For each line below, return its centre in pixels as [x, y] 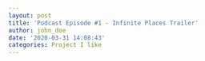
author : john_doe [37, 30]
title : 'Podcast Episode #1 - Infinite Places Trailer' [103, 23]
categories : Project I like [55, 45]
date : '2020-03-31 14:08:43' [57, 38]
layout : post [30, 15]
